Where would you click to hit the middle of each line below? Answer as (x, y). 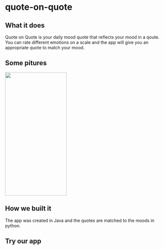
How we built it (28, 209)
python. (13, 225)
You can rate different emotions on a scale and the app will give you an (77, 42)
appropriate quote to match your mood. (45, 48)
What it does (25, 25)
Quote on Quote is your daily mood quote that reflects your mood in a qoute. (82, 37)
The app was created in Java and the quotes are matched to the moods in (80, 220)
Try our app (23, 241)
